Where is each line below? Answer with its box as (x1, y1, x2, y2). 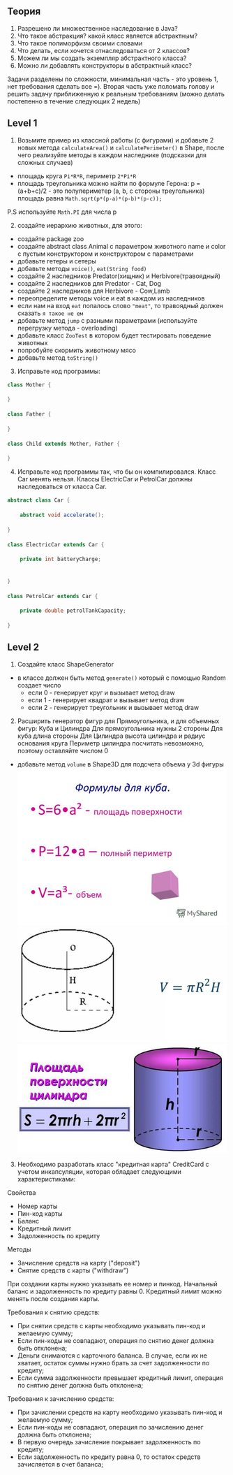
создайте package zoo (17, 234, 84, 243)
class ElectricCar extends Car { (7, 541, 105, 548)
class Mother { (7, 381, 52, 388)
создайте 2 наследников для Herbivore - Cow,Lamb (17, 286, 170, 295)
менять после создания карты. (7, 1294, 100, 1302)
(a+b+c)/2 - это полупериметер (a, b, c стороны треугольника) (17, 187, 205, 195)
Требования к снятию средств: (7, 1308, 100, 1316)
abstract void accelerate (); (20, 511, 105, 518)
